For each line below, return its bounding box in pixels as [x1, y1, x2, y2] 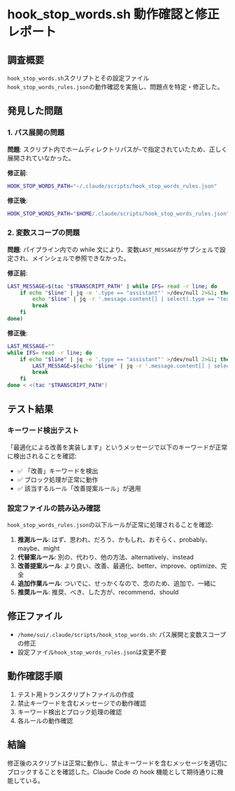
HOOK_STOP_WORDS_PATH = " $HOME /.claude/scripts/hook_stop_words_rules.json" [7, 210, 230, 217]
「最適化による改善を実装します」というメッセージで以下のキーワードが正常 [7, 442, 228, 451]
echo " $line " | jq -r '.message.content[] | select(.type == [32, 295, 215, 303]
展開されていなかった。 [7, 153, 75, 162]
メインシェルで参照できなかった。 [31, 253, 131, 262]
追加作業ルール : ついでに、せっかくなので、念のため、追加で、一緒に [17, 579, 217, 588]
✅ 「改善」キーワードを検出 [17, 466, 99, 475]
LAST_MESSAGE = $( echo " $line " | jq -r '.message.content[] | [32, 362, 211, 370]
